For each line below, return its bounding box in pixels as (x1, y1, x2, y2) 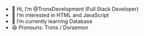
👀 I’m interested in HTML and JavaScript (11, 12, 109, 19)
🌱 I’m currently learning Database (11, 18, 92, 24)
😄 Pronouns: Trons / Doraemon (11, 24, 89, 31)
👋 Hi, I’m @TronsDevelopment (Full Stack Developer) (11, 6, 139, 12)
